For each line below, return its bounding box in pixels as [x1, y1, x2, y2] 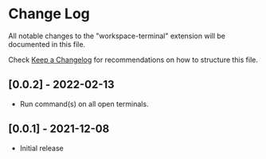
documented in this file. [8, 39, 86, 48]
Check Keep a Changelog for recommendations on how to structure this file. [8, 55, 259, 64]
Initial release [19, 143, 64, 153]
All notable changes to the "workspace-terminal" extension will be [8, 31, 225, 41]
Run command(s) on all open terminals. [19, 99, 149, 108]
